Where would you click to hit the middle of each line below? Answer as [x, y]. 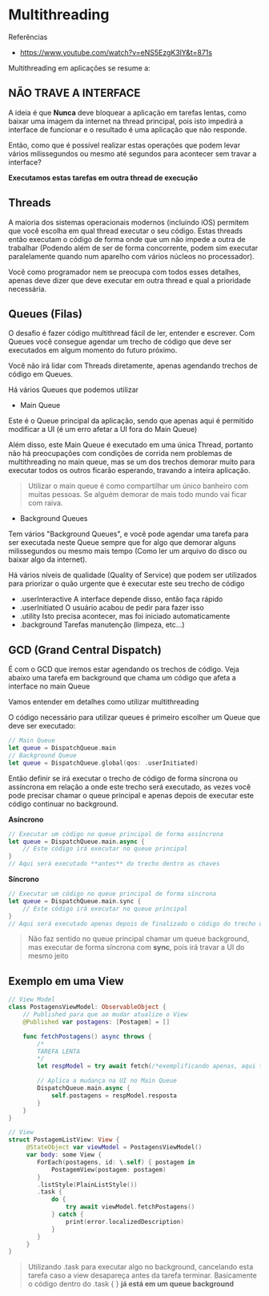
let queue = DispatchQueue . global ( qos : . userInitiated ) [103, 763]
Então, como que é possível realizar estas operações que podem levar [124, 145]
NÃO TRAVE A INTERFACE [74, 93]
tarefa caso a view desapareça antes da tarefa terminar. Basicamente [143, 1275]
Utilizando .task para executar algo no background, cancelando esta [141, 1267]
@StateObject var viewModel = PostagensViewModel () [114, 1148]
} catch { [67, 1214]
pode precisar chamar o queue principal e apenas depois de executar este [131, 795]
